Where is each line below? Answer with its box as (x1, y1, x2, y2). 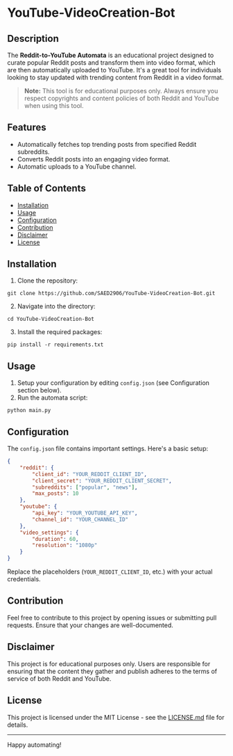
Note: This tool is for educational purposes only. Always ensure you (24, 87, 218, 95)
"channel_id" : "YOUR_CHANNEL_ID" (32, 516, 129, 523)
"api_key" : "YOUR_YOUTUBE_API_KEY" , (32, 510, 138, 517)
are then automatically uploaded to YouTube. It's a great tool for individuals (7, 66, 222, 74)
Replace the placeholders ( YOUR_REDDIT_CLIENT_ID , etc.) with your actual (7, 567, 213, 576)
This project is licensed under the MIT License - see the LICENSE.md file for (7, 713, 225, 721)
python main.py (7, 407, 51, 414)
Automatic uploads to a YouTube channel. (17, 162, 137, 171)
